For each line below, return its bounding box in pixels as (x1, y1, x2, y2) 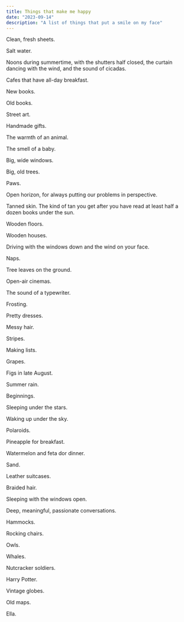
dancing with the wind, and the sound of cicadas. (6, 65, 127, 72)
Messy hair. (6, 324, 34, 331)
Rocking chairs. (6, 530, 44, 537)
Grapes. (6, 358, 25, 365)
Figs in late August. (6, 369, 53, 376)
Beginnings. (6, 392, 35, 399)
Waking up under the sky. (6, 415, 69, 423)
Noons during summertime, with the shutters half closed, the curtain (6, 59, 173, 66)
